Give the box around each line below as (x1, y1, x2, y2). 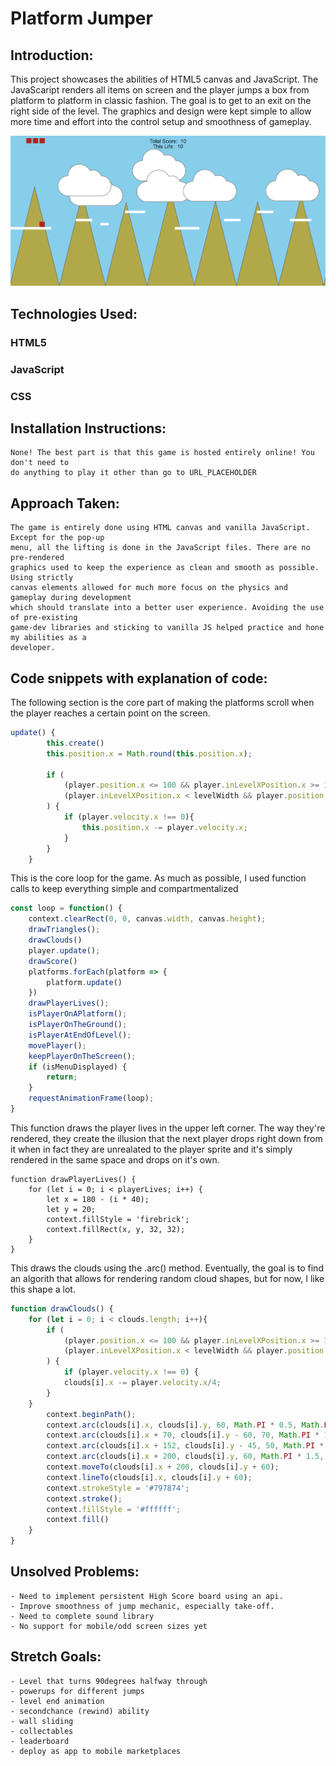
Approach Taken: (10, 495, 120, 512)
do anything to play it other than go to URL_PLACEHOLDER (10, 468, 257, 478)
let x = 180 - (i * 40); (46, 1194, 150, 1204)
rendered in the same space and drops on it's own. (10, 1153, 220, 1166)
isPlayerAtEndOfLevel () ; (28, 1030, 132, 1040)
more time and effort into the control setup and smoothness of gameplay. (10, 116, 312, 127)
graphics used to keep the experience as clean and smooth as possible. (10, 563, 320, 573)
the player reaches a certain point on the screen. (10, 707, 211, 719)
